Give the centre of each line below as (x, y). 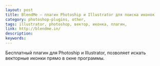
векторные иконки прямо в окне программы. (55, 58)
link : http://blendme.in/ (33, 29)
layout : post (19, 10)
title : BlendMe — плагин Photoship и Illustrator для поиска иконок (80, 15)
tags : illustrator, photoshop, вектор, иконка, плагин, (66, 24)
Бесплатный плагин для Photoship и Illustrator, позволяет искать (76, 53)
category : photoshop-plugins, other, (46, 19)
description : (19, 34)
